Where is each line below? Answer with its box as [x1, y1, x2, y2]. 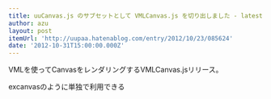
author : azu [8, 19, 49, 27]
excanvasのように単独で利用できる [8, 82, 125, 92]
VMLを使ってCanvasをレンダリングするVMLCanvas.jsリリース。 [8, 65, 223, 75]
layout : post [8, 27, 53, 35]
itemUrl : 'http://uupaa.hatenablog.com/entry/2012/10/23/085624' [8, 34, 233, 43]
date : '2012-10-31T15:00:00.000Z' [8, 42, 125, 50]
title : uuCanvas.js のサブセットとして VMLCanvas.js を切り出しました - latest [8, 11, 263, 20]
